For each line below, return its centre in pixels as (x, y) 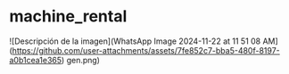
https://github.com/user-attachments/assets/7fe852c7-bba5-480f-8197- (146, 50)
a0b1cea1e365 (36, 60)
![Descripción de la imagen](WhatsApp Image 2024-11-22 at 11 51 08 (135, 41)
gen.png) (83, 60)
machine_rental (68, 16)
